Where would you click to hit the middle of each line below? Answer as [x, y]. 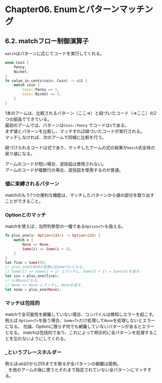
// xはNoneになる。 [23, 281]
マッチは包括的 [22, 303]
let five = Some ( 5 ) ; [26, 262]
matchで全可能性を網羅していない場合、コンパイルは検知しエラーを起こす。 [81, 314]
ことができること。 [24, 201]
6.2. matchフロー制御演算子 [47, 41]
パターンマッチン [119, 9]
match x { [24, 240]
